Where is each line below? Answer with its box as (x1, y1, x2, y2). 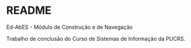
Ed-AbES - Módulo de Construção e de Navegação (6, 23, 133, 31)
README (6, 4, 52, 17)
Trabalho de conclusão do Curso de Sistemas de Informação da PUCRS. (6, 35, 186, 42)
